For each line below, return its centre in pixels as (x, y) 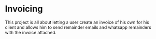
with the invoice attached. (31, 32)
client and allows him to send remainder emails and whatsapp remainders (78, 27)
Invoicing (24, 9)
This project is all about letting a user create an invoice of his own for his (77, 22)
